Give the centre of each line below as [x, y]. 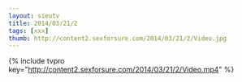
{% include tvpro [37, 61]
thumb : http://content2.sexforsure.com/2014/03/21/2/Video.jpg [118, 38]
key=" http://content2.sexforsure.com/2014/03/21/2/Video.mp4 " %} [121, 70]
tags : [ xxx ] [28, 31]
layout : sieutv [34, 16]
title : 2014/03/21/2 [43, 23]
